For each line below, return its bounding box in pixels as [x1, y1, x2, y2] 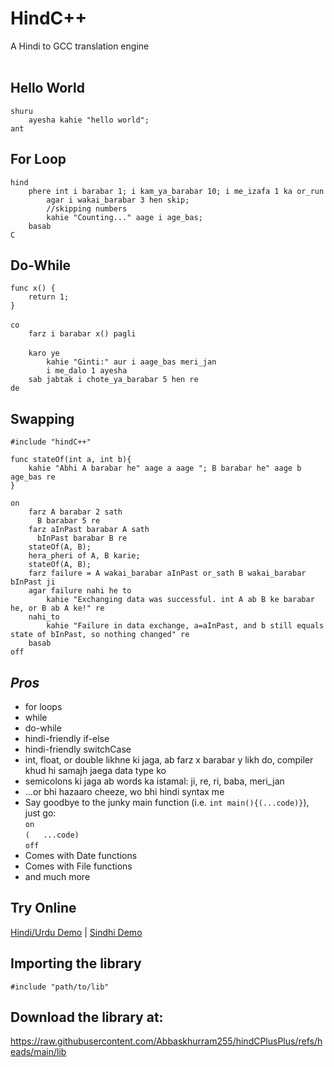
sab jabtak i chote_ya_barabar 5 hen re [28, 375, 199, 385]
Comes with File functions [24, 860, 133, 872]
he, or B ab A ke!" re [10, 603, 105, 614]
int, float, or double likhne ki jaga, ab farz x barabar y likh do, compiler [24, 754, 314, 766]
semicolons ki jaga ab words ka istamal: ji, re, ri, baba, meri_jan [24, 775, 285, 787]
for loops [24, 701, 63, 712]
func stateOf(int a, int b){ [10, 455, 132, 465]
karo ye [28, 348, 60, 359]
